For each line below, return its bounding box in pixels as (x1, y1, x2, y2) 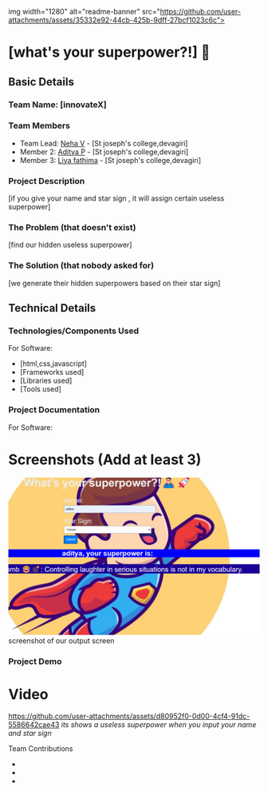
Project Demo (8, 655, 62, 666)
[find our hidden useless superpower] (8, 240, 132, 250)
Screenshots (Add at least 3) (8, 451, 202, 468)
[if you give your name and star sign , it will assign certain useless (8, 193, 225, 203)
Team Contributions (8, 744, 73, 753)
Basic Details (8, 75, 74, 89)
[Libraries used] (19, 376, 73, 386)
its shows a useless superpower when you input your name (61, 720, 257, 729)
